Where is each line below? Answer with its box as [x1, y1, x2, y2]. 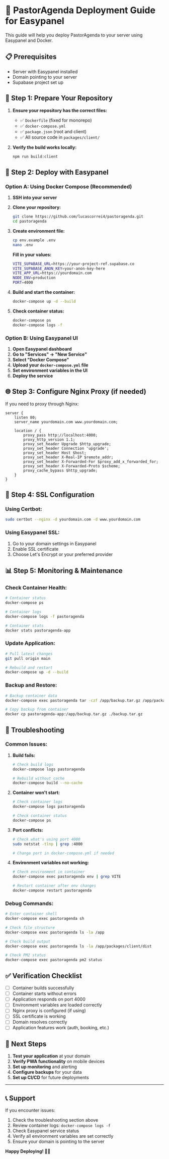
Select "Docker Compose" [12, 356, 69, 362]
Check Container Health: [5, 584, 67, 591]
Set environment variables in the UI [12, 367, 88, 373]
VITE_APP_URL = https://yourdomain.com [12, 271, 92, 276]
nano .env [12, 242, 34, 247]
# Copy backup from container [5, 707, 69, 712]
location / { [14, 428, 42, 433]
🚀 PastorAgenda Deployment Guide [5, 5, 156, 16]
